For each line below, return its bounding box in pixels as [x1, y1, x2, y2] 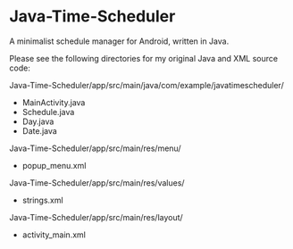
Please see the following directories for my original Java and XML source [9, 53, 279, 63]
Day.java [21, 116, 54, 127]
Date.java [21, 125, 58, 136]
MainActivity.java [21, 96, 86, 108]
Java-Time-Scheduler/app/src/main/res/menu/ [9, 143, 181, 154]
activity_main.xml [21, 229, 87, 240]
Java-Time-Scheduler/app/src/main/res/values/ [9, 177, 185, 188]
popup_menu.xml [21, 160, 87, 170]
